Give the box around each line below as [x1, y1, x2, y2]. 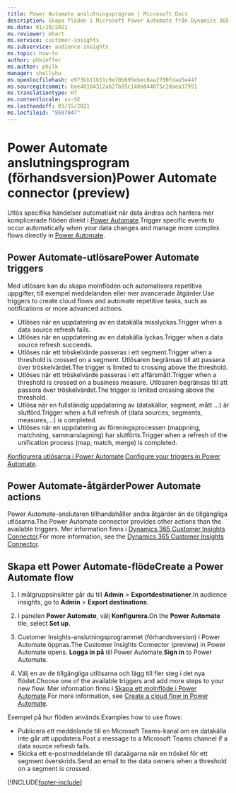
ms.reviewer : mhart [7, 30, 65, 38]
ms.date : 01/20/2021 [7, 23, 69, 30]
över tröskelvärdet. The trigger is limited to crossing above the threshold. [17, 363, 228, 371]
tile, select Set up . [17, 619, 71, 628]
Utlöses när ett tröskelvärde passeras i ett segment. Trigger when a [17, 348, 212, 356]
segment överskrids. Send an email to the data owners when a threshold [17, 757, 228, 765]
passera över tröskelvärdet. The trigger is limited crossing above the [17, 386, 215, 394]
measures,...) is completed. [17, 415, 98, 424]
